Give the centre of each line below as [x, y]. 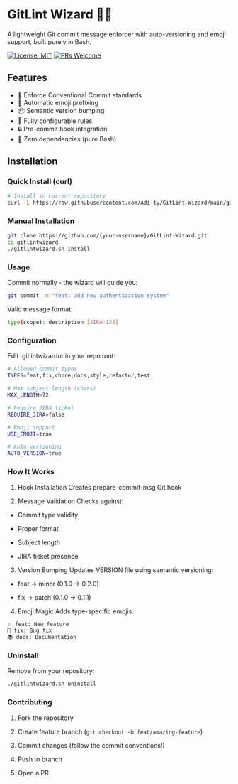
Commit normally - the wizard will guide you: [73, 283]
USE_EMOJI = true [30, 434]
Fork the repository [46, 718]
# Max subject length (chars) [52, 389]
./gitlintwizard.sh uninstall [52, 684]
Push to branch [40, 759]
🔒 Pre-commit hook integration [62, 129]
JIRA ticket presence [48, 556]
